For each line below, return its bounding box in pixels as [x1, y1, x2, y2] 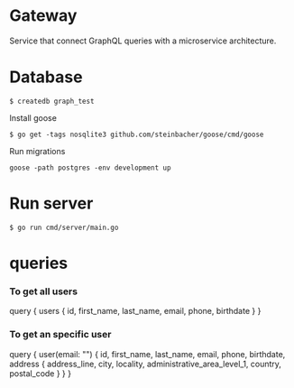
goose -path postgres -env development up [9, 163, 171, 172]
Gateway [9, 5, 78, 26]
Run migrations [9, 145, 66, 156]
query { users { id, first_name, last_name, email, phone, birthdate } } [9, 306, 262, 317]
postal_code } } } [9, 367, 72, 379]
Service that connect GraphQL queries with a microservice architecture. [9, 35, 277, 46]
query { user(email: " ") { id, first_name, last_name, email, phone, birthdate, [9, 348, 286, 359]
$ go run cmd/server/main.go [9, 223, 119, 232]
